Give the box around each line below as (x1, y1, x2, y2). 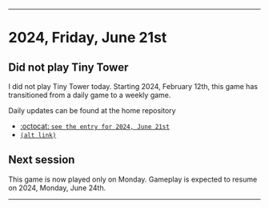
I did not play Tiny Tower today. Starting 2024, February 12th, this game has (8, 82, 259, 91)
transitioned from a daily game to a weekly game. (8, 90, 171, 100)
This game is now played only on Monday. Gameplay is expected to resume (8, 174, 258, 184)
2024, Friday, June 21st (8, 29, 167, 47)
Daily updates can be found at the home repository (8, 106, 176, 115)
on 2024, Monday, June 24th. (8, 182, 106, 193)
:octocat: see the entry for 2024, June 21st (19, 121, 170, 131)
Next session (8, 153, 75, 167)
